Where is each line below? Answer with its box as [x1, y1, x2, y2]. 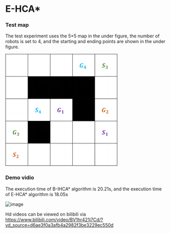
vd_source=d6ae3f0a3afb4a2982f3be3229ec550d [5, 222, 114, 228]
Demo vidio [5, 174, 34, 181]
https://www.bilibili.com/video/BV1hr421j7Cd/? [5, 216, 103, 223]
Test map [5, 22, 29, 29]
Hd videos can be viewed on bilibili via [5, 211, 86, 217]
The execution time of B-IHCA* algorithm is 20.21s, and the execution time [5, 185, 162, 192]
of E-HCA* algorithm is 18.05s [5, 191, 68, 197]
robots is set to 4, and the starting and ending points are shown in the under [5, 38, 165, 45]
